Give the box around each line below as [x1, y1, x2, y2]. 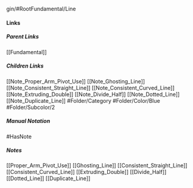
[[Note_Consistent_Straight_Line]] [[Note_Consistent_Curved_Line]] [6, 84, 175, 91]
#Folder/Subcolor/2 [6, 103, 55, 111]
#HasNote [6, 133, 32, 140]
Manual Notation [6, 117, 51, 125]
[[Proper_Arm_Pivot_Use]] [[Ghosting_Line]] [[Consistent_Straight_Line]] [6, 162, 188, 169]
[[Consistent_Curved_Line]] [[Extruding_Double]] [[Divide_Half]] [6, 169, 167, 176]
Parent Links [6, 33, 39, 40]
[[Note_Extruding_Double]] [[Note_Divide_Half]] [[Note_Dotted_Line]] [6, 91, 180, 98]
